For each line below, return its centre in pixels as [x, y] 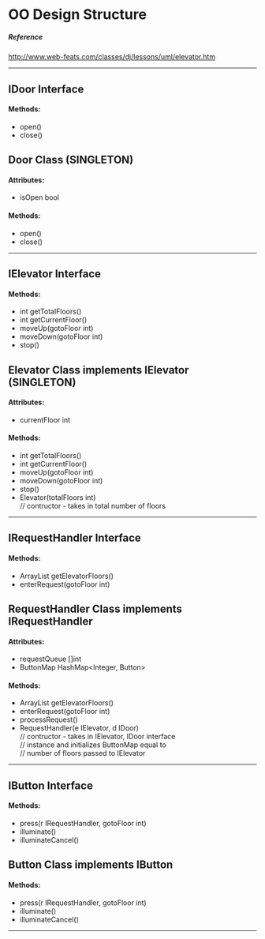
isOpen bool [39, 197]
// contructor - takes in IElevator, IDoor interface [97, 737]
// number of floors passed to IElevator [82, 753]
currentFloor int [45, 419]
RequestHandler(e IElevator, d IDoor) [79, 728]
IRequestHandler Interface [75, 538]
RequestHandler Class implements [95, 608]
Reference [26, 36]
